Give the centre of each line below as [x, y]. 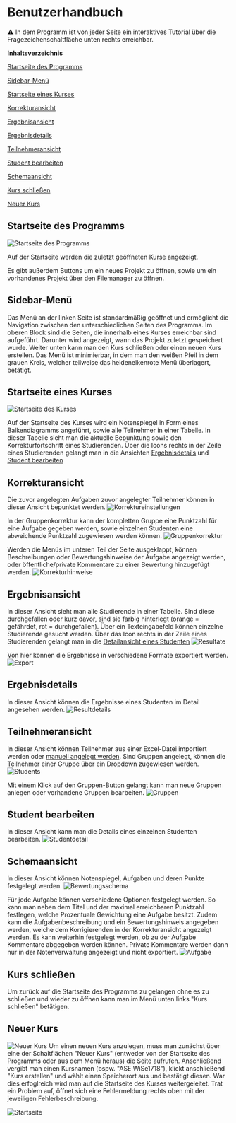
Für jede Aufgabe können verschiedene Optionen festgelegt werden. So [112, 900]
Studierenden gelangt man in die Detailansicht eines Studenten [99, 641]
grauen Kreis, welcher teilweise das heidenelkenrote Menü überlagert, [109, 362]
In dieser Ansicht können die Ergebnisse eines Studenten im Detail [104, 702]
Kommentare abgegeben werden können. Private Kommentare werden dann [118, 945]
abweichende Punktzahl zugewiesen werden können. [85, 536]
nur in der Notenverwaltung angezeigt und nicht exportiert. [93, 953]
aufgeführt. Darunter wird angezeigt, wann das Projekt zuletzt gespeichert [115, 339]
